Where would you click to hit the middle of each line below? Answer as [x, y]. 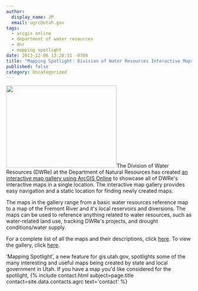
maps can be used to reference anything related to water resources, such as [99, 215]
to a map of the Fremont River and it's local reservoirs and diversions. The [96, 209]
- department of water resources [52, 39]
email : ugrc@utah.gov [38, 22]
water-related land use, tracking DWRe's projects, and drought [82, 221]
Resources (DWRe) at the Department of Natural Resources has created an [97, 172]
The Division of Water [143, 166]
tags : [13, 28]
